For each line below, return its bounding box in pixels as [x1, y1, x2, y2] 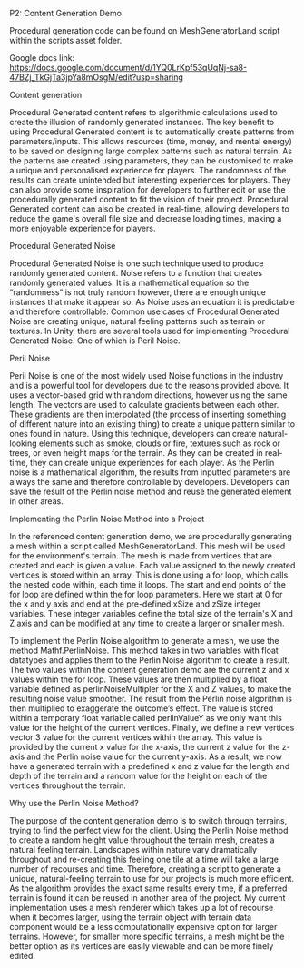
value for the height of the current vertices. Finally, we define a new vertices [9, 722, 295, 733]
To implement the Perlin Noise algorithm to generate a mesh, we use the [9, 636, 279, 646]
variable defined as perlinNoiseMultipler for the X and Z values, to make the [9, 684, 292, 694]
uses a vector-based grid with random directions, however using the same [9, 390, 288, 400]
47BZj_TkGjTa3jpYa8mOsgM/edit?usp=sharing [9, 72, 183, 83]
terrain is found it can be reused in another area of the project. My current [9, 893, 286, 903]
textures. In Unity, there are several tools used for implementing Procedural [9, 326, 290, 336]
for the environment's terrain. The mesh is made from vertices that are [9, 550, 272, 561]
